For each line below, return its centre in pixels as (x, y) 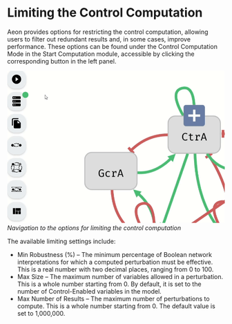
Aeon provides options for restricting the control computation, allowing (108, 32)
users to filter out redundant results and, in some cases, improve (99, 39)
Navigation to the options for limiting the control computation (94, 228)
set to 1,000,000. (41, 314)
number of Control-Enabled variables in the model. (89, 292)
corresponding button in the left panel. (62, 61)
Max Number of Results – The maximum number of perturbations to (113, 299)
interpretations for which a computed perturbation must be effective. (115, 262)
